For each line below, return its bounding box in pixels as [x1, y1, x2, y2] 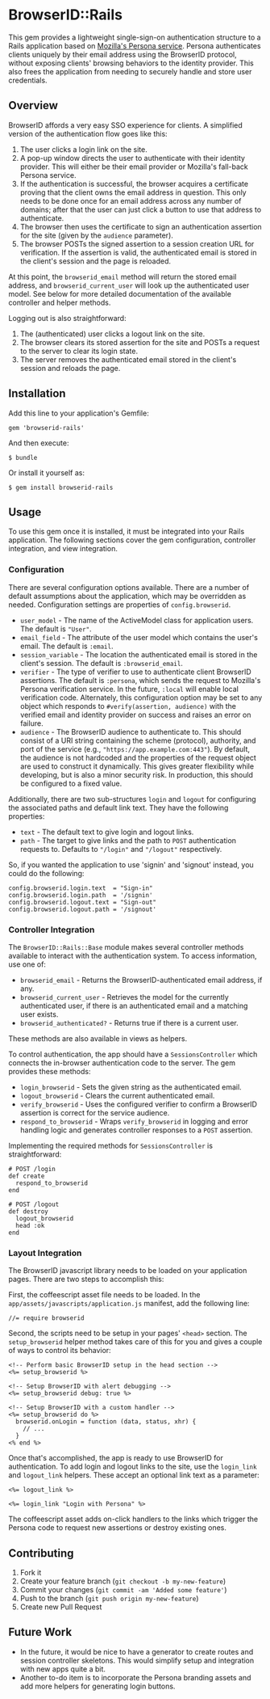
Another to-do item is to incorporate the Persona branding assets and [19, 1672, 251, 1682]
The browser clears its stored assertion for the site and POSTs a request [19, 337, 260, 347]
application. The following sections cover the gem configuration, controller [8, 535, 256, 545]
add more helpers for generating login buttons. [19, 1681, 176, 1691]
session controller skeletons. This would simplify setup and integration [19, 1655, 255, 1665]
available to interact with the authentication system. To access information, [8, 951, 257, 960]
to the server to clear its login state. [19, 346, 139, 356]
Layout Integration [8, 1247, 82, 1258]
